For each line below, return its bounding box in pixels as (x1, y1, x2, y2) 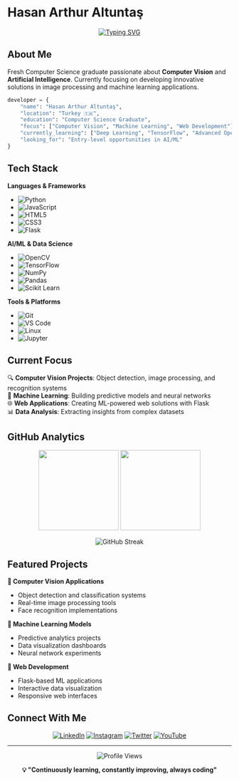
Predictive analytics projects (17, 633, 101, 642)
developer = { (7, 96, 50, 103)
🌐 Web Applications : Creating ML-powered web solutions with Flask (7, 399, 210, 408)
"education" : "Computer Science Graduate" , (20, 116, 152, 123)
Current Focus (7, 354, 73, 366)
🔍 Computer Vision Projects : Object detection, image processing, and (7, 373, 216, 382)
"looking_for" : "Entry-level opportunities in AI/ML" (20, 136, 183, 143)
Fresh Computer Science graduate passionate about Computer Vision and (7, 67, 226, 76)
